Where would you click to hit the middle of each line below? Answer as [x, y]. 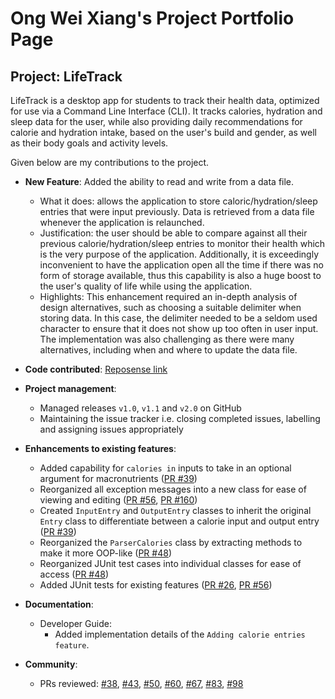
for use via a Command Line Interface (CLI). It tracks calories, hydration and [166, 111]
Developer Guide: [75, 623]
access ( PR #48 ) [74, 574]
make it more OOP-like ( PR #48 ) [105, 553]
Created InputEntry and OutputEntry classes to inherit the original [175, 510]
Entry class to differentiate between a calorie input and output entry [179, 521]
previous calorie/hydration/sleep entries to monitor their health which [182, 243]
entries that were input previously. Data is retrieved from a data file [177, 211]
